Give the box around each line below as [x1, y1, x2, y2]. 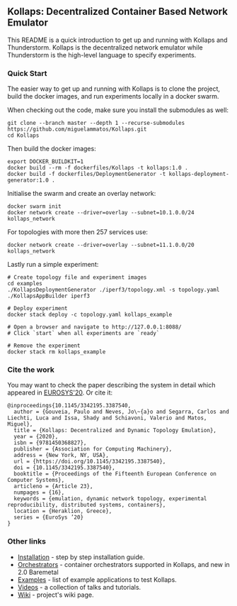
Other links [7, 536, 46, 546]
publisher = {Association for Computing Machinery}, [13, 446, 173, 453]
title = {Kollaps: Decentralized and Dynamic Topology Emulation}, [13, 427, 217, 434]
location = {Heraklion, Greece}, [13, 507, 112, 515]
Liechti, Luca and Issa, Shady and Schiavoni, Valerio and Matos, [7, 414, 207, 422]
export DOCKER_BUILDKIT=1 [7, 158, 83, 165]
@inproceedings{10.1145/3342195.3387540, [7, 402, 132, 409]
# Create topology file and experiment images [7, 274, 147, 281]
